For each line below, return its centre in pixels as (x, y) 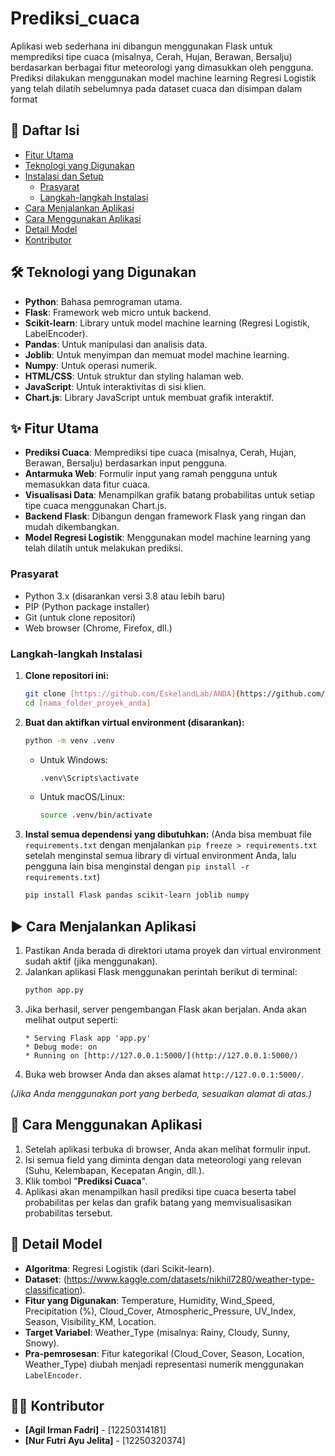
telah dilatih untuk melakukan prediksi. (103, 548)
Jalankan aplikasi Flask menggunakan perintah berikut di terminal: (161, 972)
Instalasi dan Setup (64, 176)
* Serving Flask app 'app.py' (88, 1038)
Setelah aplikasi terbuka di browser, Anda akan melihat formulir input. (168, 1149)
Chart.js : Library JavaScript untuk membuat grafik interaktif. (149, 397)
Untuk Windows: (73, 759)
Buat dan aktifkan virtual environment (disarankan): (134, 722)
